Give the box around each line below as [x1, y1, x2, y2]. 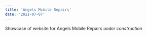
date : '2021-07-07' [5, 12, 45, 17]
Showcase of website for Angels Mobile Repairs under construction [5, 25, 142, 31]
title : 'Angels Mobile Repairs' [5, 7, 72, 12]
